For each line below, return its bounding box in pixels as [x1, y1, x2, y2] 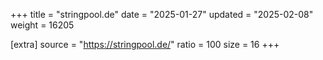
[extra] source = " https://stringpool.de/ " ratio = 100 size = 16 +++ [10, 39, 280, 50]
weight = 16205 [10, 19, 75, 31]
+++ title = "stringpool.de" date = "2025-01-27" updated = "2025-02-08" [10, 9, 314, 20]
